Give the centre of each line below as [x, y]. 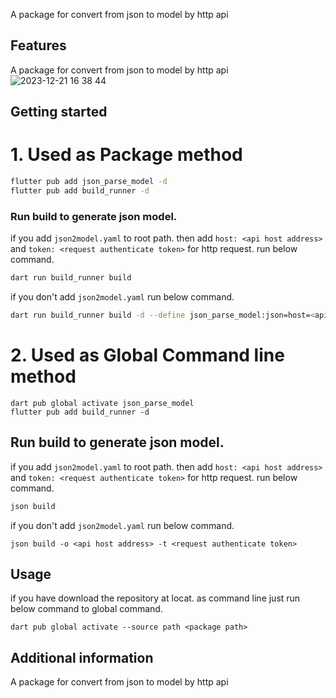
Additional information [82, 657]
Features [38, 45]
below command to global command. [86, 609]
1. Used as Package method [126, 155]
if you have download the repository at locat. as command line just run [155, 598]
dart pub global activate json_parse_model [102, 403]
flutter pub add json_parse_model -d [89, 182]
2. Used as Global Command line [147, 355]
